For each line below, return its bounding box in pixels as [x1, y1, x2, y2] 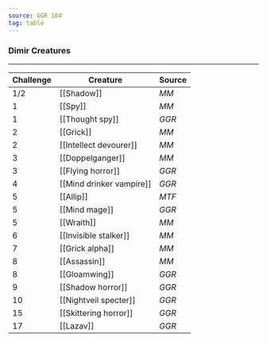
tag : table [8, 19, 44, 27]
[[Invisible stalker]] [59, 230, 130, 241]
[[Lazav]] [59, 320, 95, 331]
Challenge [12, 74, 52, 85]
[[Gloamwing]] [59, 268, 114, 279]
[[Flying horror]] [59, 165, 121, 176]
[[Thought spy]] [59, 113, 119, 124]
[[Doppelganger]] [59, 152, 126, 163]
